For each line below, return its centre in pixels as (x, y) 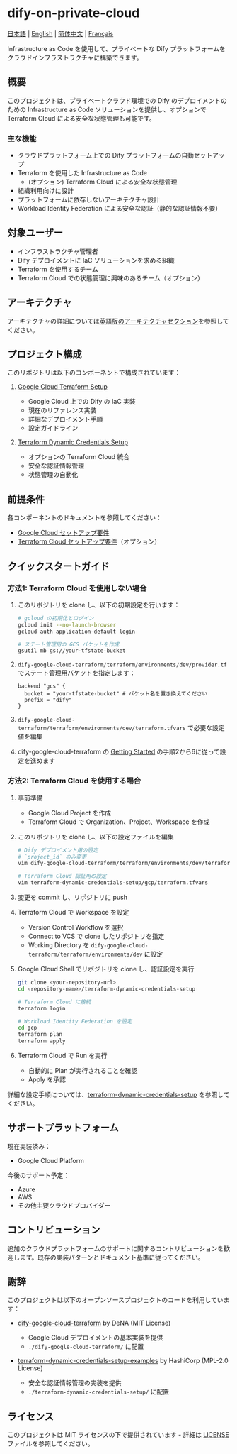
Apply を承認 (47, 1079)
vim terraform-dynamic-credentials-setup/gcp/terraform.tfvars (113, 883)
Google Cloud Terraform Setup (63, 387)
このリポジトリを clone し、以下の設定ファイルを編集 (96, 837)
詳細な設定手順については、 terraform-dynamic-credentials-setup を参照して (118, 1095)
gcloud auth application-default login (76, 632)
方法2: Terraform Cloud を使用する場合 (74, 781)
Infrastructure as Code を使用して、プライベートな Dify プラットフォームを (117, 48)
